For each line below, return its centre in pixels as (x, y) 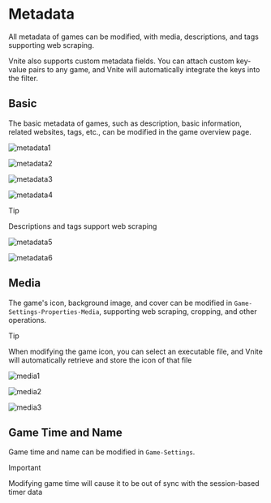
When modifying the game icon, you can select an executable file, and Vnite (136, 351)
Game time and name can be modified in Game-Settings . (102, 452)
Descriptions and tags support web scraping (83, 226)
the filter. (24, 78)
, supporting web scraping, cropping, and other (178, 311)
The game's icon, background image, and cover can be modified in (120, 303)
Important (25, 468)
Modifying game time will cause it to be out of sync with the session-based (134, 484)
